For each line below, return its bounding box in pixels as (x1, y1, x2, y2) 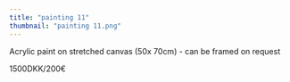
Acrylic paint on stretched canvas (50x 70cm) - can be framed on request (9, 45, 281, 56)
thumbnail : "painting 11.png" (9, 21, 122, 30)
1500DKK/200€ (9, 63, 67, 74)
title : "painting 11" (9, 12, 90, 22)
